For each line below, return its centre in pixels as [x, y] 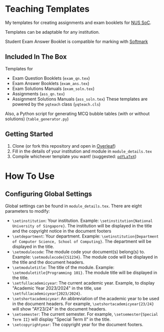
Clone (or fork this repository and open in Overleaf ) [64, 146]
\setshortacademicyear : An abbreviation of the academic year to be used [86, 298]
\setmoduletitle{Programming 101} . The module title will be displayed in [85, 272]
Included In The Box [36, 57]
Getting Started [29, 134]
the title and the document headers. [48, 262]
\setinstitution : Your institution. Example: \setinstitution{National [82, 221]
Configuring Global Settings [48, 194]
